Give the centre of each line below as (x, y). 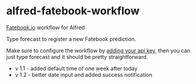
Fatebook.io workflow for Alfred (46, 27)
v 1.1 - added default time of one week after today (76, 68)
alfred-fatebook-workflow (73, 11)
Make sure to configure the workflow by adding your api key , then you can (98, 50)
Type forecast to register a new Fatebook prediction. (71, 39)
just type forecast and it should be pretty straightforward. (77, 57)
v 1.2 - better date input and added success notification (84, 74)
